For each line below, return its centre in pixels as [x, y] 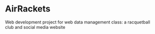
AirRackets [28, 9]
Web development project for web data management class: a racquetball [77, 22]
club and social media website [35, 27]
